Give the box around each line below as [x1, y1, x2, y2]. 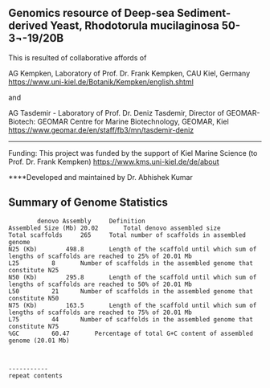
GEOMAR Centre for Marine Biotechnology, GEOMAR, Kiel [37, 116, 229, 126]
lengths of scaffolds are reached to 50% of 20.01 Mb [8, 280, 193, 288]
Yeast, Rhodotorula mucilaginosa [50, 19, 219, 33]
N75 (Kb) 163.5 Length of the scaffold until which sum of [8, 301, 257, 309]
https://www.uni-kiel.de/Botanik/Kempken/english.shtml [8, 76, 194, 87]
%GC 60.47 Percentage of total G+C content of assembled [8, 329, 253, 337]
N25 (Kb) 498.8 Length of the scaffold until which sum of [8, 245, 257, 253]
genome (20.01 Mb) [8, 337, 70, 345]
